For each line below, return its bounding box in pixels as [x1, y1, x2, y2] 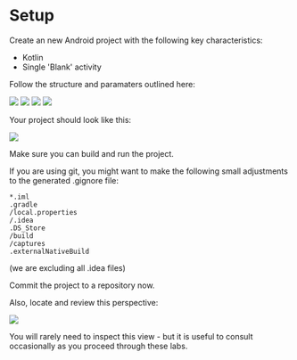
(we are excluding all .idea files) [9, 262, 127, 273]
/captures [9, 239, 46, 248]
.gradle [9, 200, 38, 209]
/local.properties [9, 208, 78, 217]
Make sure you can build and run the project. [9, 148, 174, 159]
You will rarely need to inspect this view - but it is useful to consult [9, 331, 253, 341]
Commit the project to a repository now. [9, 280, 155, 290]
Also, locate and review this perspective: [9, 297, 159, 307]
